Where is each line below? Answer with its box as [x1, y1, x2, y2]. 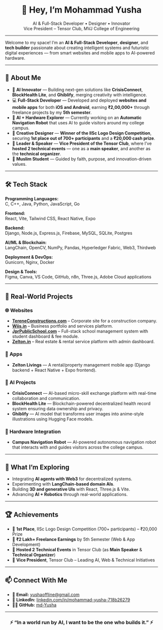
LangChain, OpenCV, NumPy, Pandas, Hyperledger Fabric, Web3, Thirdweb [5, 245, 156, 250]
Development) [12, 542, 41, 547]
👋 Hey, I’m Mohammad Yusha [21, 4, 142, 16]
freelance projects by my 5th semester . [12, 109, 92, 115]
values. [12, 161, 27, 167]
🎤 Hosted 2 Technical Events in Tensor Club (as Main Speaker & [12, 546, 142, 552]
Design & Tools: [5, 268, 37, 274]
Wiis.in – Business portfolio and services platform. [12, 323, 113, 329]
